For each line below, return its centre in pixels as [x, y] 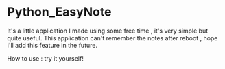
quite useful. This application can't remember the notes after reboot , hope [113, 38]
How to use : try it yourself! [45, 58]
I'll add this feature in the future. [52, 45]
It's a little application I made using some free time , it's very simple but [108, 31]
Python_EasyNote [59, 12]
